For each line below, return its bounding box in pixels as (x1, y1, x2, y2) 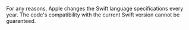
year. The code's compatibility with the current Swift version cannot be (6, 11, 180, 18)
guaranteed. (6, 18, 36, 24)
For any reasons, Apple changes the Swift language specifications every (6, 5, 184, 12)
